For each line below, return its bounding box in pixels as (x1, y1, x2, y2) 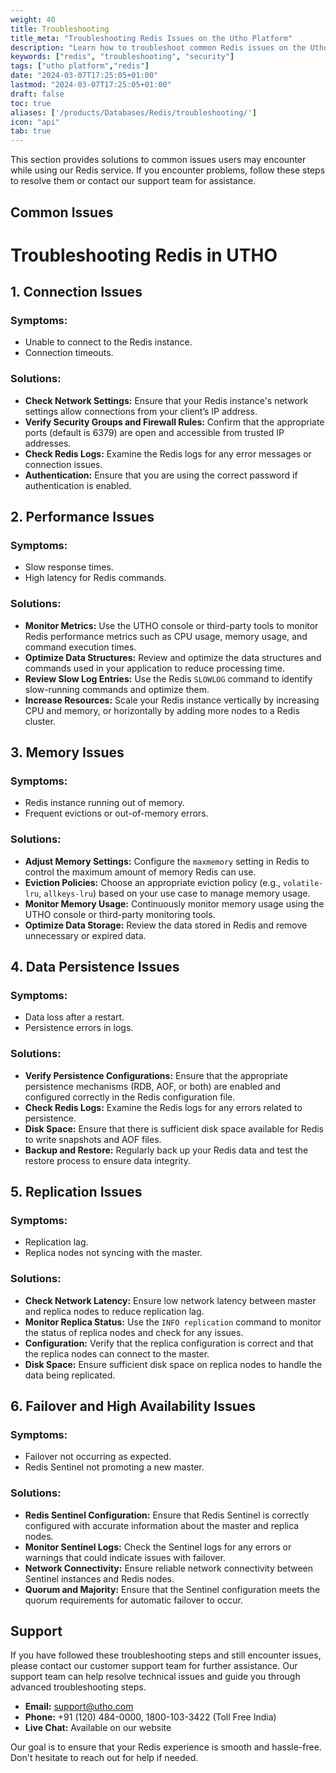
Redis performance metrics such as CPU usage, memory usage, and (24, 630, 308, 642)
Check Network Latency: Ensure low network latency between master (24, 1294, 317, 1306)
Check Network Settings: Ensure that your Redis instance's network (24, 394, 309, 406)
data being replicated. (24, 1369, 116, 1381)
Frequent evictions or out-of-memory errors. (24, 807, 209, 820)
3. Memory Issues (10, 744, 125, 761)
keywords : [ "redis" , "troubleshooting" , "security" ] (10, 52, 235, 62)
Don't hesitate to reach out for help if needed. (10, 1752, 199, 1764)
